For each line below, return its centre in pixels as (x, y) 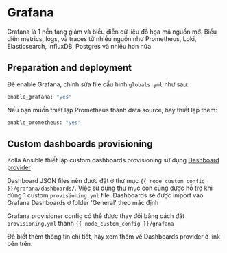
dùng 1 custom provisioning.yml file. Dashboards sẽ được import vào (105, 195)
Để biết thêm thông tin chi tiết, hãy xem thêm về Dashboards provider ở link (114, 237)
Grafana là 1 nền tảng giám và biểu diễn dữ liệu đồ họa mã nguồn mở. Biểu (112, 32)
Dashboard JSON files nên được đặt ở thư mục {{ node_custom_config (106, 181)
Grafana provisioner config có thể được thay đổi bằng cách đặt (96, 216)
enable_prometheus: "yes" (44, 122)
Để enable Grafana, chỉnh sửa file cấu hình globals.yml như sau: (98, 84)
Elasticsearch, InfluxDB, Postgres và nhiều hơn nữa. (80, 46)
